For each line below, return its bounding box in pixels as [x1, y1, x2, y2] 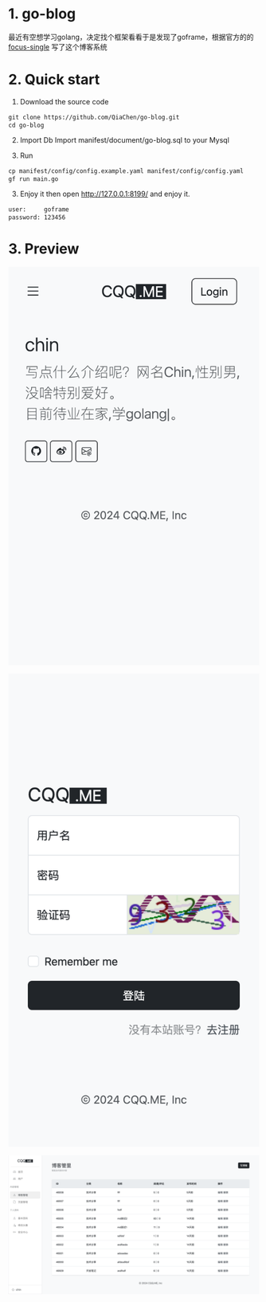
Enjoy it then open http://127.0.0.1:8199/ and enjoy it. [19, 189, 190, 198]
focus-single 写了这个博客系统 [8, 41, 108, 52]
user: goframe [8, 205, 69, 214]
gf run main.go [8, 175, 59, 183]
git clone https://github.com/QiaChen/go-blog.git [8, 113, 180, 121]
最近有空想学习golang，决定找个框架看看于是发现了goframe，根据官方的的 [8, 32, 254, 41]
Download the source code [19, 96, 109, 106]
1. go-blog [8, 5, 76, 23]
